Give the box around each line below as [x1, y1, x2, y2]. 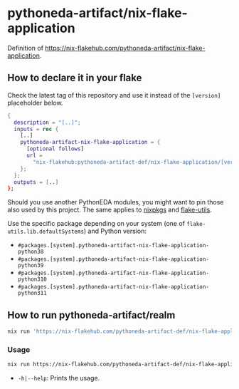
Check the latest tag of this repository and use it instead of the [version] [7, 90, 221, 99]
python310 [17, 276, 48, 283]
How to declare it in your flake [7, 72, 142, 84]
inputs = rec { [14, 125, 59, 133]
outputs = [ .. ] [14, 178, 59, 186]
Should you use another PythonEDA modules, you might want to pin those [7, 198, 224, 207]
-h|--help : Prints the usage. [17, 374, 100, 383]
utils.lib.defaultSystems [7, 228, 84, 236]
